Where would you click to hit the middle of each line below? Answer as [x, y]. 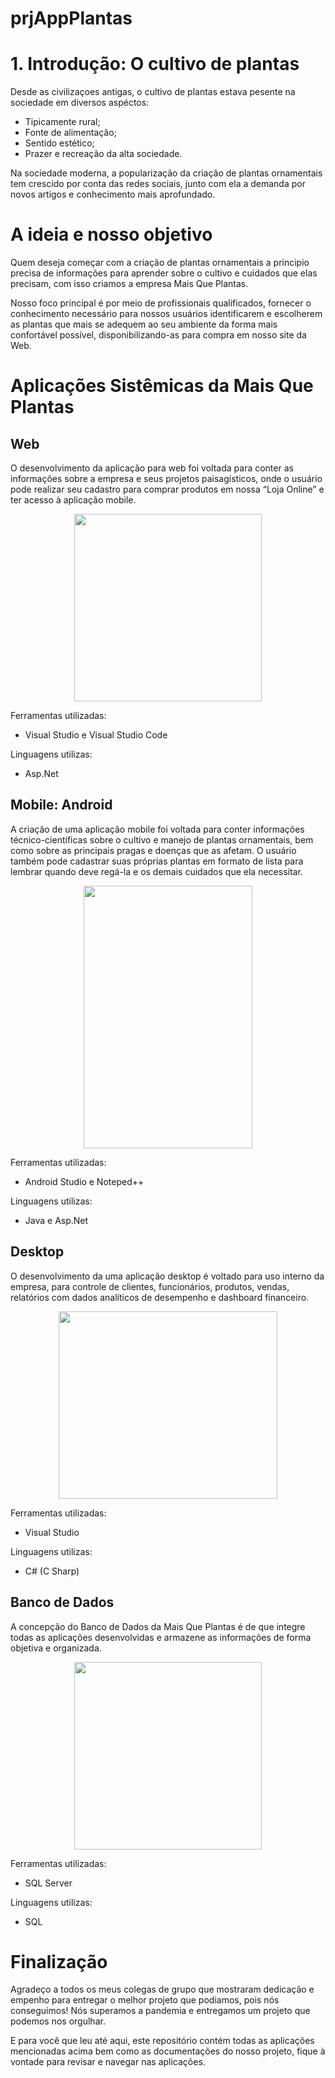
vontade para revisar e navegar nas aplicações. [108, 2062]
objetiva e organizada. [56, 1648]
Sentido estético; [59, 143]
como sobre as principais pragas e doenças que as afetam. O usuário [153, 850]
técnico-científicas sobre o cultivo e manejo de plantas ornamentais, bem [162, 839]
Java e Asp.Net [56, 1220]
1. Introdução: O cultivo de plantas [155, 64]
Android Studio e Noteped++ [84, 1181]
